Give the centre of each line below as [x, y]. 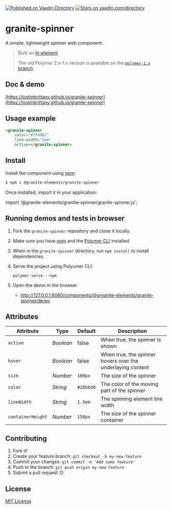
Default [87, 331]
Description [132, 331]
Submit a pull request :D [38, 472]
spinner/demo [35, 300]
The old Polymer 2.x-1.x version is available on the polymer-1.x [84, 63]
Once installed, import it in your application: [51, 192]
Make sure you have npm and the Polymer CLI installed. [71, 241]
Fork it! [20, 451]
